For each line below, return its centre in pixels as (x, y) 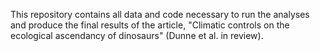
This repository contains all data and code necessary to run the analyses (160, 14)
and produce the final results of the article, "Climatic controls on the (150, 25)
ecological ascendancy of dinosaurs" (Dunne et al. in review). (137, 35)
